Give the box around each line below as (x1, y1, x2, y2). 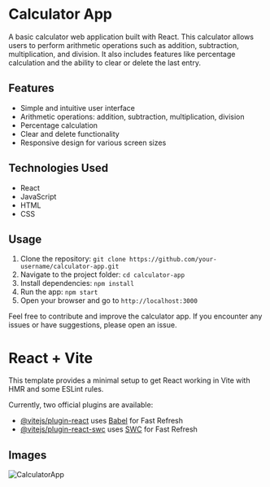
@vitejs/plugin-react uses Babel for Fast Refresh (20, 416, 184, 426)
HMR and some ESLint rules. (8, 384, 104, 394)
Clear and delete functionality (20, 129, 120, 138)
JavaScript (20, 191, 57, 201)
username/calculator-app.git (20, 262, 120, 271)
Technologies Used (8, 161, 108, 175)
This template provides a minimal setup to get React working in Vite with (8, 375, 250, 385)
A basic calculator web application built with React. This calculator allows (8, 32, 255, 42)
